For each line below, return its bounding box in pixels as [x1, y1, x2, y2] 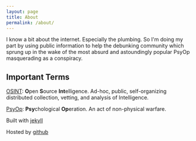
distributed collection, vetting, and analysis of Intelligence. [6, 94, 149, 101]
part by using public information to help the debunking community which [6, 42, 184, 49]
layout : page [6, 8, 39, 15]
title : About [6, 14, 39, 20]
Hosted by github [6, 129, 49, 136]
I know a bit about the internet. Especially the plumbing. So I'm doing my [6, 36, 184, 43]
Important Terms [6, 72, 70, 82]
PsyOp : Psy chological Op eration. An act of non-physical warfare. [6, 105, 166, 113]
